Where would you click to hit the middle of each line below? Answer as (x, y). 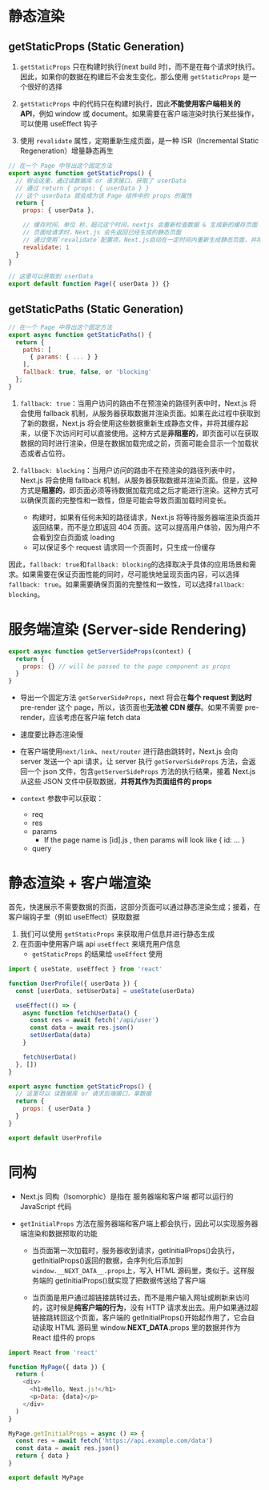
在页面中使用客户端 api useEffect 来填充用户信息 (100, 944)
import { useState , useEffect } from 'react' (85, 969)
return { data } (42, 1456)
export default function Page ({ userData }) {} (89, 284)
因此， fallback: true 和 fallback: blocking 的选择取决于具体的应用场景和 (129, 564)
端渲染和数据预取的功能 (58, 1233)
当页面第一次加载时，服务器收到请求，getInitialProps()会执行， (135, 1250)
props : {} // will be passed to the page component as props (126, 666)
